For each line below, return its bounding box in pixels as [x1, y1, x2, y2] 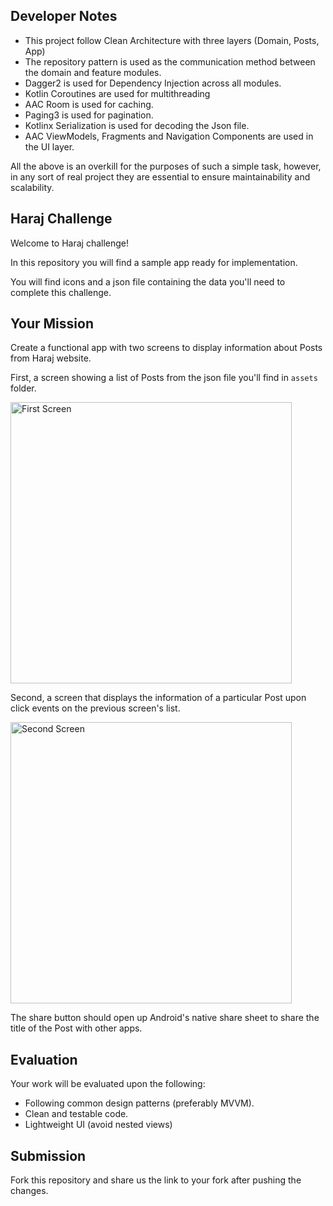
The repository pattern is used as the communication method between [24, 55, 316, 68]
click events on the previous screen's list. [10, 702, 181, 714]
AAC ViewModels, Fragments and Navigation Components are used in [24, 130, 314, 142]
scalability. [10, 181, 55, 193]
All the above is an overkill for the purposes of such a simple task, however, [10, 160, 322, 172]
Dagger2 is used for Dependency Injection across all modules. [24, 77, 282, 89]
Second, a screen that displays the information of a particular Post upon [10, 692, 307, 704]
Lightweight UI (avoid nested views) [24, 1119, 173, 1131]
